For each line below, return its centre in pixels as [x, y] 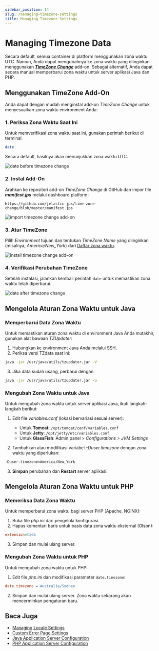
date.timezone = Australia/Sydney [40, 586]
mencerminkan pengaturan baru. [45, 601]
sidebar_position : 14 [27, 10]
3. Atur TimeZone [26, 230]
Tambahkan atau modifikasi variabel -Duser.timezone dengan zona [79, 447]
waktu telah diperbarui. [28, 284]
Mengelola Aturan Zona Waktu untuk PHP [70, 487]
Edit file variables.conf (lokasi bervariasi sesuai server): [68, 418]
